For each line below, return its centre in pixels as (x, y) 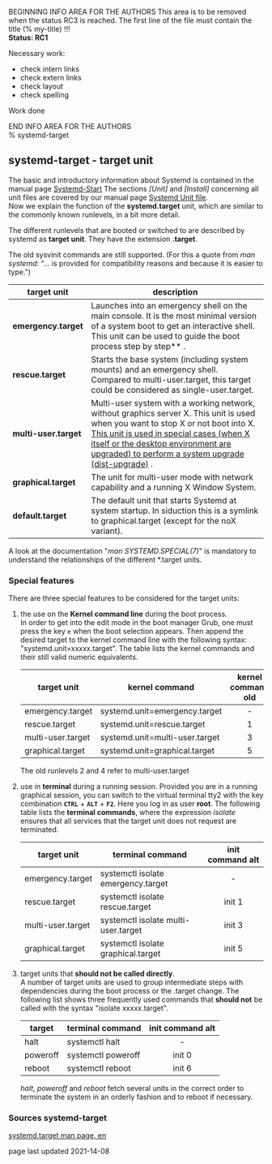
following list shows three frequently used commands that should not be (141, 1000)
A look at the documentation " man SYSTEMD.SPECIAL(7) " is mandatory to (132, 550)
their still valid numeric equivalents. (79, 657)
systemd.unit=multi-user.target (160, 738)
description (175, 291)
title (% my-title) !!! (39, 29)
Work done (27, 110)
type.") (19, 272)
